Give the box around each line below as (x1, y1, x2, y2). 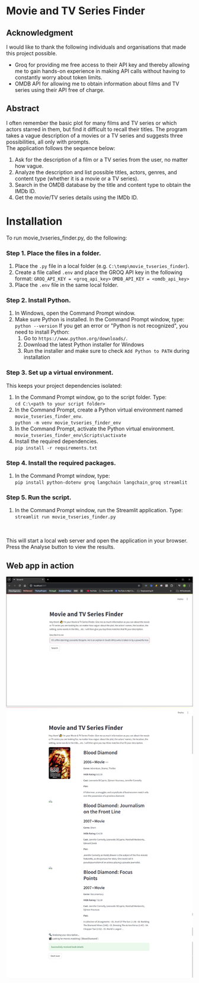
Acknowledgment (6, 28, 73, 38)
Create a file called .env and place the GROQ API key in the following (14, 269, 182, 276)
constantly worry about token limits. (14, 74, 102, 81)
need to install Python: (14, 328, 70, 336)
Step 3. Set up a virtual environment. (6, 369, 114, 377)
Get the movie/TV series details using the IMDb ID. (14, 194, 138, 201)
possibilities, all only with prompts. (6, 138, 91, 145)
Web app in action (6, 560, 74, 570)
